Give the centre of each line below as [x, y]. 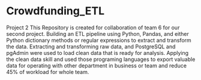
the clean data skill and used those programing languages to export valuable [101, 59]
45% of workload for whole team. [48, 72]
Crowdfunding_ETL [55, 11]
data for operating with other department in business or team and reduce [97, 65]
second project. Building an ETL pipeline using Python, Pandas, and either [97, 33]
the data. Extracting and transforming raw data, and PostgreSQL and [91, 47]
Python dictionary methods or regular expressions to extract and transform [99, 40]
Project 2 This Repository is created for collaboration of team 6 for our [93, 27]
